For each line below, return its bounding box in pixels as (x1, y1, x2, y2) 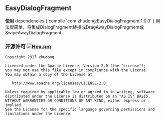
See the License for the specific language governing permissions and (5, 107, 155, 112)
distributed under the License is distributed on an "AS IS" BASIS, (5, 94, 151, 99)
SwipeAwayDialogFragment (5, 29, 62, 35)
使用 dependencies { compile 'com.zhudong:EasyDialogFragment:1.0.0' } (5, 17, 155, 24)
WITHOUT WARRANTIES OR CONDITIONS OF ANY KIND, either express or (5, 98, 146, 104)
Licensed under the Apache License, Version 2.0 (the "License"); (5, 63, 146, 69)
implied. (5, 103, 23, 108)
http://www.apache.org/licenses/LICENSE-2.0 (11, 81, 106, 86)
